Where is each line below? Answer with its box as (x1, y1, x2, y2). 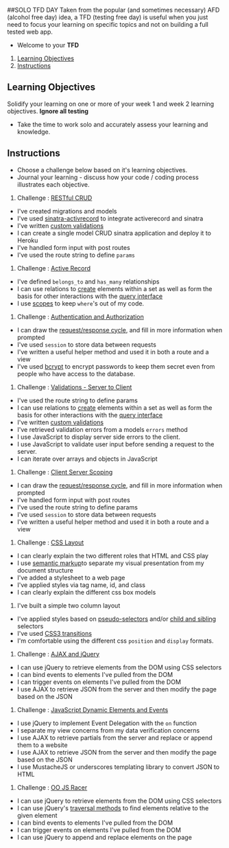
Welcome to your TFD (16, 41, 80, 49)
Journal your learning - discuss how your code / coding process (16, 173, 199, 181)
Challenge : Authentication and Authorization (16, 312, 144, 321)
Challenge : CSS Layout (16, 538, 84, 547)
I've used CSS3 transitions (16, 629, 93, 637)
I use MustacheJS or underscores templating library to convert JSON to (16, 762, 220, 771)
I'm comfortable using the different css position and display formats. (16, 637, 214, 645)
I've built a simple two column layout (16, 601, 121, 610)
